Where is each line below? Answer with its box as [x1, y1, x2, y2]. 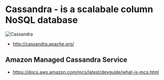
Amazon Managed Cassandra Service [5, 56, 128, 64]
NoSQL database [5, 14, 78, 26]
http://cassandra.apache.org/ [12, 41, 75, 47]
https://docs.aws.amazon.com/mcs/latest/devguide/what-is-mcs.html [12, 69, 159, 75]
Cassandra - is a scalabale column [5, 4, 153, 15]
